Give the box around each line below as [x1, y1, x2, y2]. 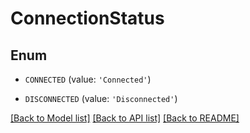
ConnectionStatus [10, 7, 165, 30]
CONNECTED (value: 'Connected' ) [24, 73, 152, 85]
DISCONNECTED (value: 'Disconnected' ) [24, 93, 178, 104]
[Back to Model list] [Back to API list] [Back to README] [10, 112, 240, 124]
